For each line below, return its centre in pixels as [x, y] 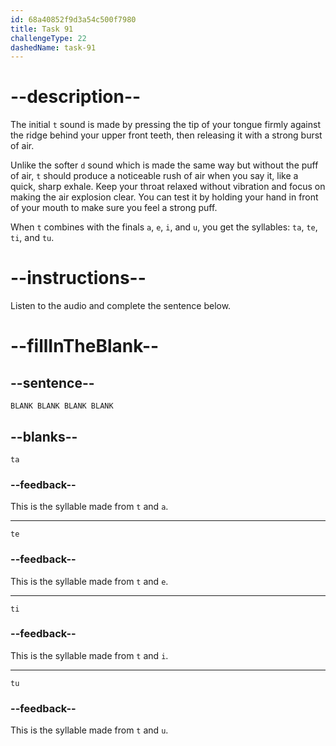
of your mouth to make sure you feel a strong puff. [114, 208]
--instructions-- [78, 278]
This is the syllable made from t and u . [89, 730]
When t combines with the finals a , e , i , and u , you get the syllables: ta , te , [164, 227]
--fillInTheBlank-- [85, 346]
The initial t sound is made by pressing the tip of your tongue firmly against [165, 125]
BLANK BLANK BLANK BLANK [62, 406]
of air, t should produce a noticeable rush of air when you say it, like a [154, 176]
